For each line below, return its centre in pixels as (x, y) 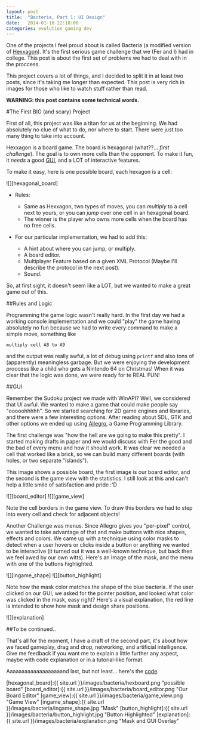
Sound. (33, 274)
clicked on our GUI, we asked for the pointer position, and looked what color (100, 593)
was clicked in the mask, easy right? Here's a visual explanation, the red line (100, 600)
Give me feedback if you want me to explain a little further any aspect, (93, 654)
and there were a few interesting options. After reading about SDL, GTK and (99, 417)
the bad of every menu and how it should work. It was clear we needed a (96, 448)
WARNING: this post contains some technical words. (73, 100)
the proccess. (23, 64)
